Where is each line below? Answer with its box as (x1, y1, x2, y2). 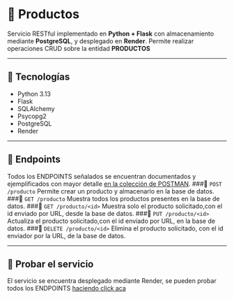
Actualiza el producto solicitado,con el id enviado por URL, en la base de (7, 217, 216, 225)
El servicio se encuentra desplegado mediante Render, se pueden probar (7, 277, 217, 285)
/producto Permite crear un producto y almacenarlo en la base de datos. (7, 187, 214, 195)
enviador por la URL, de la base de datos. (7, 231, 126, 240)
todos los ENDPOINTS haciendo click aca (7, 284, 127, 293)
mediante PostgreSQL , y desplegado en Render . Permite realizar (7, 36, 194, 45)
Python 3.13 (17, 89, 51, 98)
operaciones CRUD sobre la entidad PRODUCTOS (7, 44, 151, 52)
